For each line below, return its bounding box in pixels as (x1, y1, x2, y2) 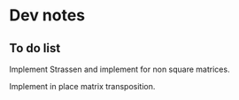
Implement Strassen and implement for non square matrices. (9, 64, 230, 74)
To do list (9, 41, 61, 56)
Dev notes (9, 5, 86, 26)
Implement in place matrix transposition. (9, 81, 156, 91)
